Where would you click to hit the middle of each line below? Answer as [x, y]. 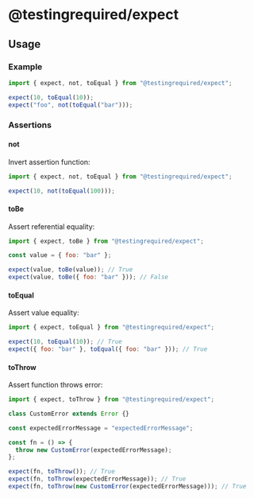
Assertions [30, 125]
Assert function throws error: [56, 385]
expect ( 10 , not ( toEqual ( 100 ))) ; [62, 191]
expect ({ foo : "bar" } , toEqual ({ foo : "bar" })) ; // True [108, 349]
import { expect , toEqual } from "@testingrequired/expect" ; [112, 328]
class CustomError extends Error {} [69, 414]
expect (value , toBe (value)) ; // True [71, 270]
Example [25, 67]
